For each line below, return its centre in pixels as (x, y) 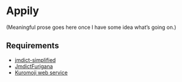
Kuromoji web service (41, 73)
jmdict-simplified (35, 60)
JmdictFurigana (34, 66)
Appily (23, 11)
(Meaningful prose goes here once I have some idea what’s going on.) (91, 27)
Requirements (32, 46)
